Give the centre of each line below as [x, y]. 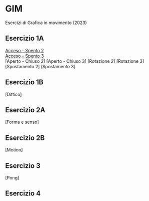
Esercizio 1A [24, 38]
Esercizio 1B [24, 82]
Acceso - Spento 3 [24, 56]
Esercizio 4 [23, 193]
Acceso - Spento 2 [24, 50]
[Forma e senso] [22, 122]
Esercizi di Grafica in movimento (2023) [46, 23]
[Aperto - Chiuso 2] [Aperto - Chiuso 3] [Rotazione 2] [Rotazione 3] [75, 61]
